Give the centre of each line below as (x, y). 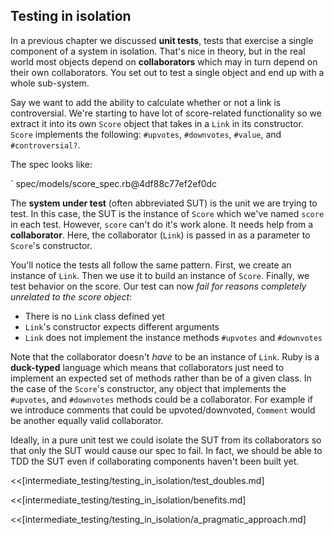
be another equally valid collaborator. (87, 420)
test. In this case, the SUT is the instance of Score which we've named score (167, 213)
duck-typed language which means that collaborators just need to (147, 367)
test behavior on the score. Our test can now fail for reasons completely (158, 286)
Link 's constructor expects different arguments (122, 326)
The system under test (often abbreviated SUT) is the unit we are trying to (164, 203)
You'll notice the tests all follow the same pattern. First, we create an (151, 265)
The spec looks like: (51, 164)
